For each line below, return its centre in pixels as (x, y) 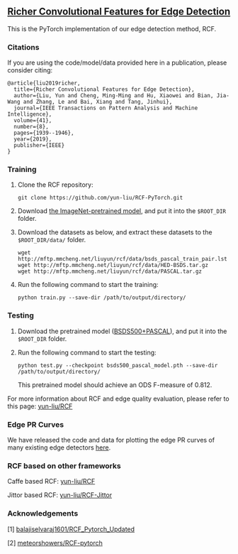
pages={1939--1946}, (44, 133)
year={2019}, (33, 139)
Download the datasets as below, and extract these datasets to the (115, 232)
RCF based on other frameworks (64, 466)
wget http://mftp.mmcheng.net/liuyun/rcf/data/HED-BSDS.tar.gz (113, 266)
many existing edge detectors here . (59, 447)
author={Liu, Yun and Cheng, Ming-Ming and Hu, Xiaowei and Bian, (114, 96)
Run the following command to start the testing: (87, 352)
